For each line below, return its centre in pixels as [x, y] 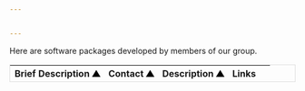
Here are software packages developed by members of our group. [133, 50]
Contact [126, 73]
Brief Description [53, 73]
